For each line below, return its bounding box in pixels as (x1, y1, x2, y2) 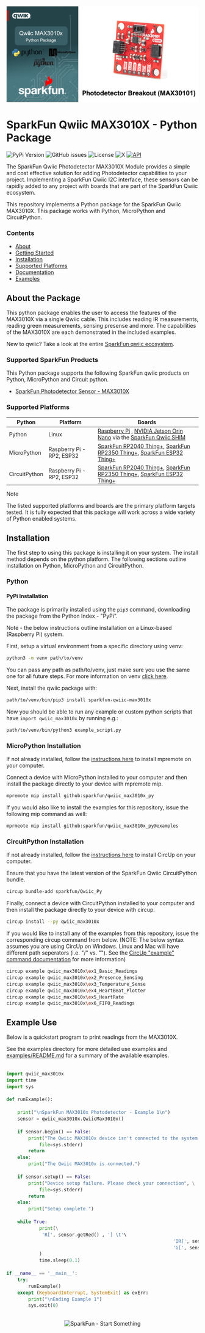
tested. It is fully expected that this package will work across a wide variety (6, 508, 195, 516)
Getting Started (15, 249, 54, 256)
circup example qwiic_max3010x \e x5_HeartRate (6, 994, 124, 1000)
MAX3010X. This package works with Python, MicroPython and (6, 207, 166, 214)
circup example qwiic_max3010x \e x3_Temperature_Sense (6, 981, 146, 987)
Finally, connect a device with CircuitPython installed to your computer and (6, 900, 195, 907)
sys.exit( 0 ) (28, 1302, 59, 1309)
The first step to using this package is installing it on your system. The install (6, 549, 199, 557)
